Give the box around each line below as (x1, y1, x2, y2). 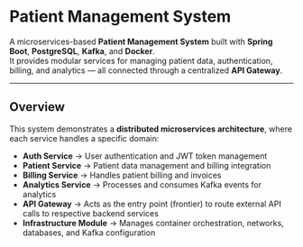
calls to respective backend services (22, 207, 160, 218)
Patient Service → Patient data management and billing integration (22, 160, 271, 170)
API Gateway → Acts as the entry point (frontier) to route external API (22, 198, 281, 209)
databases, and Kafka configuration (22, 227, 156, 238)
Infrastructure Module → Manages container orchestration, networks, (22, 217, 284, 228)
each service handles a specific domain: (9, 133, 160, 143)
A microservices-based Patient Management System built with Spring (9, 36, 273, 47)
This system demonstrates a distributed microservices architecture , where (9, 123, 293, 134)
